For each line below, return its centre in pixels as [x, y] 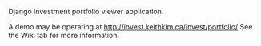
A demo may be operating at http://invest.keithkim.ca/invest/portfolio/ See [130, 27]
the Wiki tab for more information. [64, 35]
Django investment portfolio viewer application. [86, 11]
